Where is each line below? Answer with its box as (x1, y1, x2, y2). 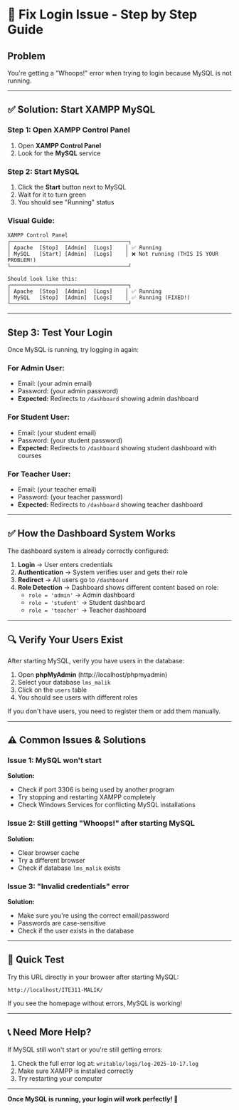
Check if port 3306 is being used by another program (17, 785, 175, 794)
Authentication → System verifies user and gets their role (17, 568, 188, 576)
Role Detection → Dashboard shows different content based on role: (17, 583, 219, 591)
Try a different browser (17, 856, 85, 864)
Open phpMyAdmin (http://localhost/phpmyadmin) (17, 670, 168, 679)
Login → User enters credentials (17, 560, 113, 569)
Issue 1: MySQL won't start (7, 755, 102, 765)
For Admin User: (7, 363, 65, 373)
